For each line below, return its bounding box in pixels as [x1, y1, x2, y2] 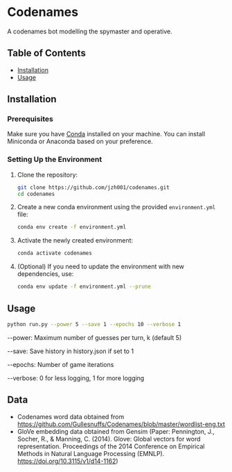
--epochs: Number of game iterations [7, 360, 114, 368]
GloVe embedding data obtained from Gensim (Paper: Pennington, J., [17, 427, 215, 435]
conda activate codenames [17, 250, 92, 257]
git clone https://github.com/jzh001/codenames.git [17, 184, 170, 191]
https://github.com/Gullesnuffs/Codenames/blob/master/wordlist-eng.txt [17, 420, 225, 428]
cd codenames [17, 190, 55, 197]
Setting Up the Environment [7, 154, 102, 164]
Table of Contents [7, 47, 87, 59]
